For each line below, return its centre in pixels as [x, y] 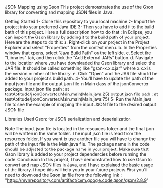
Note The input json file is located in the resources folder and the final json [80, 128]
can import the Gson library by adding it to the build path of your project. [78, 37]
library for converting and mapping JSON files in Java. [59, 12]
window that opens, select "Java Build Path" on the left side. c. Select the [78, 53]
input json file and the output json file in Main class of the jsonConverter [77, 84]
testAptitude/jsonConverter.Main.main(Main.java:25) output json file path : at [81, 94]
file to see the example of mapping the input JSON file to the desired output [81, 104]
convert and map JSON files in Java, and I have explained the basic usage [79, 165]
